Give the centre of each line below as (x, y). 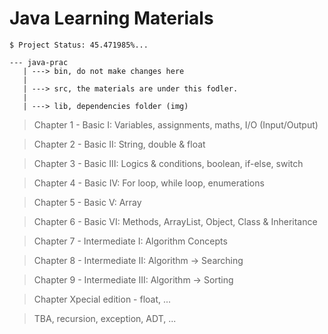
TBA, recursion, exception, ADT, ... (105, 318)
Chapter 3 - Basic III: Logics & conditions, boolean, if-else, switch (168, 163)
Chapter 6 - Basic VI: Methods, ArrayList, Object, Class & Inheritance (175, 221)
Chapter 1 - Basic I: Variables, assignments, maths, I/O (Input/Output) (176, 124)
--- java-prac (39, 62)
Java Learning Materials (111, 18)
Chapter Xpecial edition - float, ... (102, 299)
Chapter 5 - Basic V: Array (87, 202)
